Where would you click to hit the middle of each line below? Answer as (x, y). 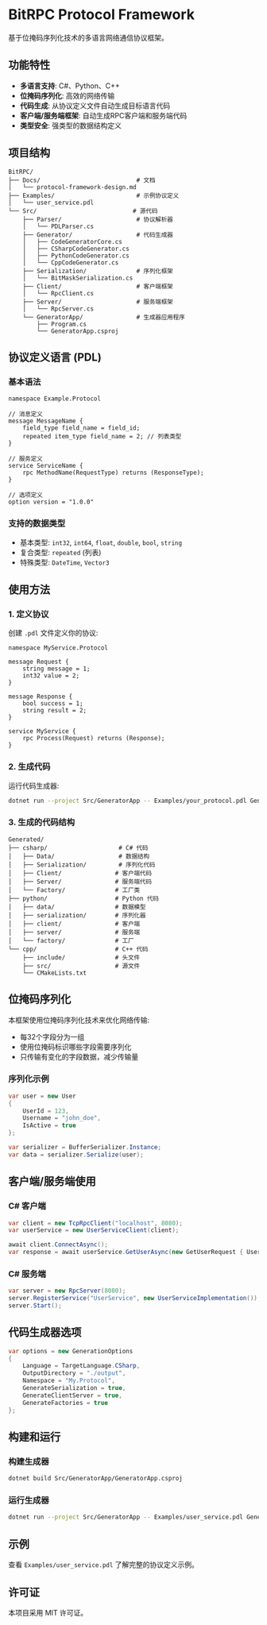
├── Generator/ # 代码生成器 (98, 235)
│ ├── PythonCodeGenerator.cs (76, 256)
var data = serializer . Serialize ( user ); (76, 1154)
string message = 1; (56, 669)
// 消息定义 (26, 415)
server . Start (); (35, 1306)
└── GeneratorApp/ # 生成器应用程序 (104, 317)
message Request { (39, 662)
